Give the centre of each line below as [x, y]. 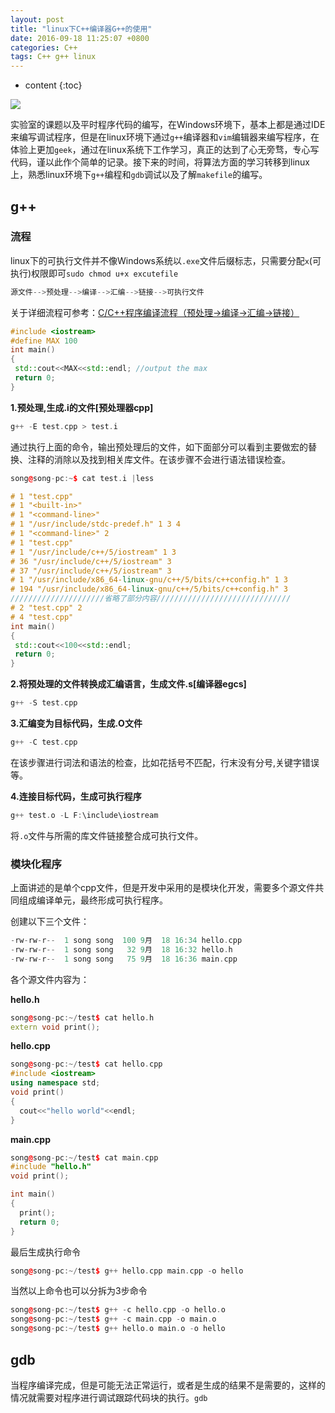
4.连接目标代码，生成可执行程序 [76, 796]
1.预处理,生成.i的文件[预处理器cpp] [82, 407]
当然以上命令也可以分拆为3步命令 [79, 1291]
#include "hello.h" [51, 1167]
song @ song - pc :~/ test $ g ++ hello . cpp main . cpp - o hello [127, 1271]
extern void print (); [55, 1027]
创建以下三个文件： [50, 922]
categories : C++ [44, 47]
